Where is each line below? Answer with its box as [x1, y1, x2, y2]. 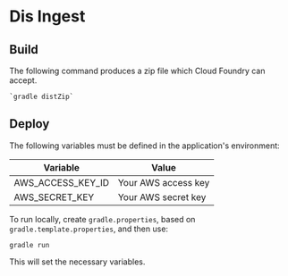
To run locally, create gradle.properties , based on [9, 213, 196, 224]
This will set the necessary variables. [9, 256, 146, 267]
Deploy [9, 116, 50, 131]
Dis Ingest [9, 6, 86, 27]
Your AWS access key [117, 176, 210, 188]
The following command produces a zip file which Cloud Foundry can [9, 65, 266, 76]
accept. [9, 75, 38, 86]
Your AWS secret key [117, 190, 207, 203]
